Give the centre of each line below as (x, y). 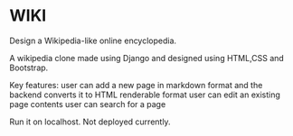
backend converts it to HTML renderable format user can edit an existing (145, 95)
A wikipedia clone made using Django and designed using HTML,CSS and (147, 58)
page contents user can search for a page (88, 104)
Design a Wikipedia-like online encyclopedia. (93, 41)
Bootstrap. (29, 68)
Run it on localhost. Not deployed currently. (90, 122)
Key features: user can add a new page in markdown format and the (136, 85)
